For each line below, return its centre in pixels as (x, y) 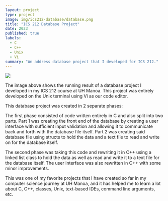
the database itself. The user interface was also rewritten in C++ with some (83, 163)
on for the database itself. (32, 142)
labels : (13, 38)
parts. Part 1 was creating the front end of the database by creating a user (82, 121)
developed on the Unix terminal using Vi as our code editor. (67, 96)
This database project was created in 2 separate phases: (64, 106)
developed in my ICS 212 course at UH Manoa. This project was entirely (79, 91)
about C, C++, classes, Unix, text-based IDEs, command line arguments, (80, 189)
